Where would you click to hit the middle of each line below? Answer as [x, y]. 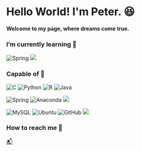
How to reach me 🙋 [34, 128]
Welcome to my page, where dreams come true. [68, 29]
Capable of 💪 [26, 74]
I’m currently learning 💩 [41, 44]
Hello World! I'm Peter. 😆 [70, 12]
